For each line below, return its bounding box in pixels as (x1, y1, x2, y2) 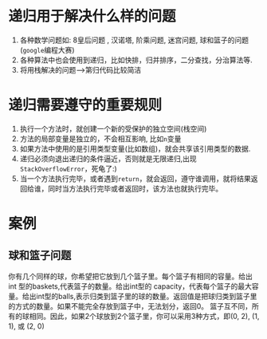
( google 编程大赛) (19, 45, 75, 54)
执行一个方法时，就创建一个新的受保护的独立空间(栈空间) (19, 124, 207, 133)
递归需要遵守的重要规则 (8, 97, 163, 114)
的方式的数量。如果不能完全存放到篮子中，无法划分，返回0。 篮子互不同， (8, 301, 253, 311)
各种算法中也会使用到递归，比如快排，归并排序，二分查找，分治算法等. (19, 55, 253, 65)
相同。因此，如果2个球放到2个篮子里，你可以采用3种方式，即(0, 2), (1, (29, 311, 260, 321)
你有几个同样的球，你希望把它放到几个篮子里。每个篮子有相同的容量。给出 (8, 271, 253, 281)
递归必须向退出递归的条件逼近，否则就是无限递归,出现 (19, 153, 197, 164)
